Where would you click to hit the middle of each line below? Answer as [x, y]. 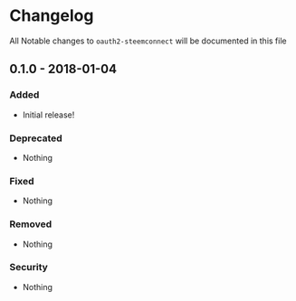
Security [29, 268]
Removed [31, 224]
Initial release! [48, 115]
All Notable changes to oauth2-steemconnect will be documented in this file [148, 41]
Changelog [52, 16]
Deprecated [36, 138]
